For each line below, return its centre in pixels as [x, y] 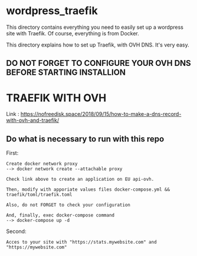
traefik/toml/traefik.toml [39, 195]
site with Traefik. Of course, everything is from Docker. [73, 33]
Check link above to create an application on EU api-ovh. [80, 179]
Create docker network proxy [42, 164]
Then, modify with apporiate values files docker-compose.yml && [88, 189]
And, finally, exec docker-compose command [60, 215]
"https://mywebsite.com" [37, 247]
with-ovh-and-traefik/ [33, 120]
